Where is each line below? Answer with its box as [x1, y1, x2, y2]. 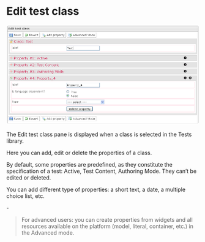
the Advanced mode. [21, 229, 75, 236]
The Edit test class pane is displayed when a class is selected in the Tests [6, 130, 192, 138]
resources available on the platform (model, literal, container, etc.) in [21, 222, 194, 230]
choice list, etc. [6, 192, 45, 200]
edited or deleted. [6, 174, 51, 181]
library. [6, 137, 24, 145]
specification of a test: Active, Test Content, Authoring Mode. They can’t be [6, 167, 197, 175]
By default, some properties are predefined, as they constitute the [6, 161, 173, 168]
